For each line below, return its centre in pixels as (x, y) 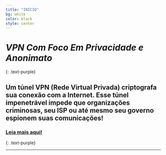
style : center (20, 23)
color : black (19, 19)
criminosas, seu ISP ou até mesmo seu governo (80, 110)
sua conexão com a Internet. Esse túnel (67, 95)
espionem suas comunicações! (55, 118)
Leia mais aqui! (24, 132)
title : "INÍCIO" (22, 10)
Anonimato (29, 58)
